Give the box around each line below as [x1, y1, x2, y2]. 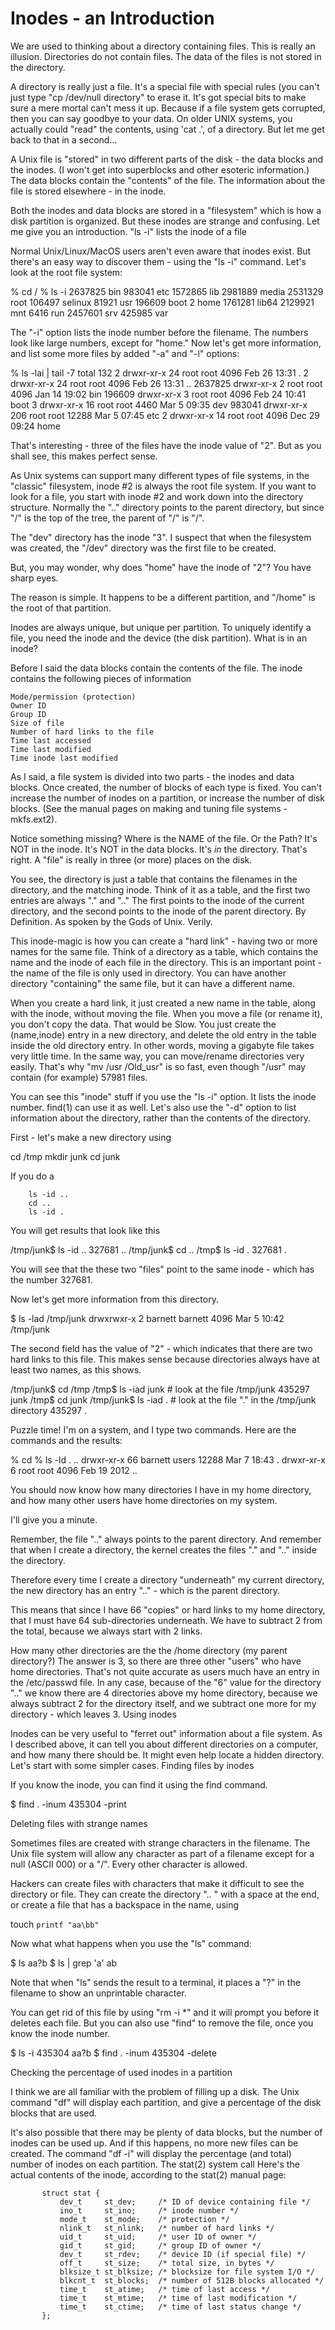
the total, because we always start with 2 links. [10, 1625, 203, 1637]
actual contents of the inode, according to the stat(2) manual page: [10, 2168, 287, 2181]
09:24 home [10, 420, 61, 432]
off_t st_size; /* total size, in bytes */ [59, 2258, 275, 2268]
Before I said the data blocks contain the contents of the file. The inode [10, 662, 303, 674]
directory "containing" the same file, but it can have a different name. [10, 977, 295, 989]
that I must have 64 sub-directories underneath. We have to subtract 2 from [10, 1614, 323, 1626]
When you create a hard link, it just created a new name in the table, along [10, 997, 316, 1009]
